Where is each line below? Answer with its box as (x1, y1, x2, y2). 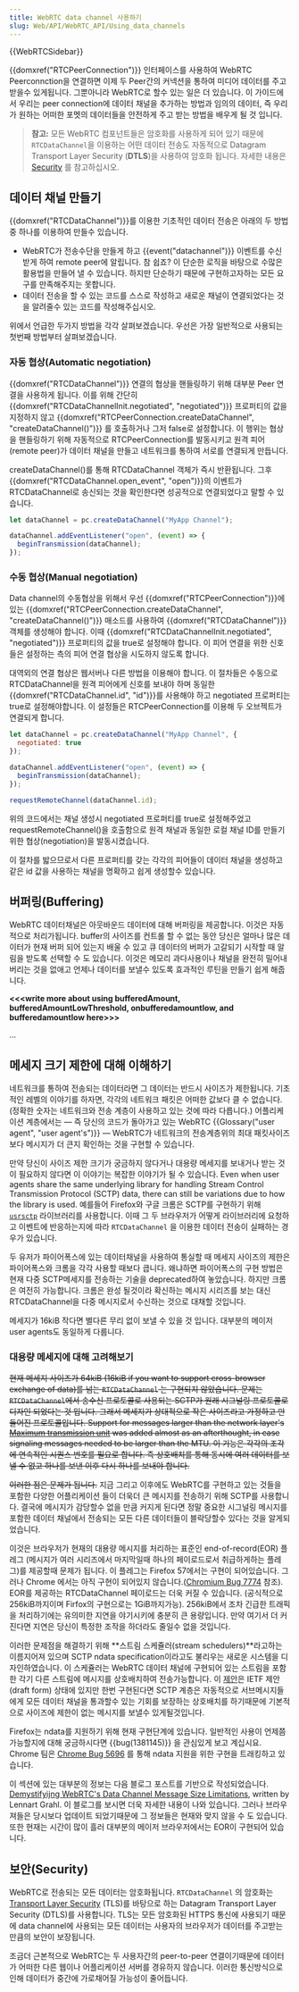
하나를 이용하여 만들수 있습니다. (18, 227, 129, 238)
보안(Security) (9, 1862, 89, 1877)
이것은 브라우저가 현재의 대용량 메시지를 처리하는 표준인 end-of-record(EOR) (9, 1543, 279, 1554)
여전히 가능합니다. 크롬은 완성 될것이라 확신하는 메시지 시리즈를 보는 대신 (18, 1285, 271, 1296)
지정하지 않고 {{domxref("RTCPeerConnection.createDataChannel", (9, 412, 254, 423)
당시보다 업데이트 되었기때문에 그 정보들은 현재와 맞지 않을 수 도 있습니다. (32, 1811, 288, 1821)
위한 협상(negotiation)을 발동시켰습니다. (9, 835, 150, 846)
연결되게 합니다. (9, 712, 65, 724)
